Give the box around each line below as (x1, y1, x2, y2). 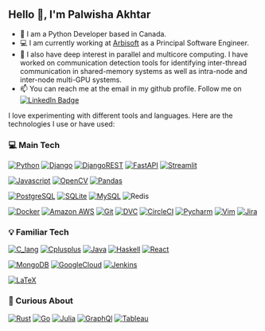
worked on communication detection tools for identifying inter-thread (19, 57, 247, 68)
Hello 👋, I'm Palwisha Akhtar (8, 8, 151, 21)
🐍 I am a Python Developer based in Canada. (19, 29, 167, 38)
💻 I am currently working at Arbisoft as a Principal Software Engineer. (19, 37, 249, 48)
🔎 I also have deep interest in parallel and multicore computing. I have (19, 49, 248, 59)
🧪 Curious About (8, 295, 74, 306)
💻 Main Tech (8, 139, 60, 150)
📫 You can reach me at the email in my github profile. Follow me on (19, 84, 242, 93)
